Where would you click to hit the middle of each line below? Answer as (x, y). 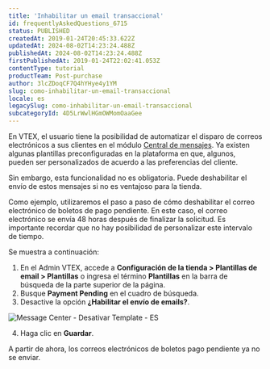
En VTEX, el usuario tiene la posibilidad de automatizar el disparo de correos (135, 136)
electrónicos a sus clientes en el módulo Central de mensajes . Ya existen (129, 145)
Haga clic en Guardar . (57, 333)
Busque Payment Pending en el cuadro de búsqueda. (109, 293)
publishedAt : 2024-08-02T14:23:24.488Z (75, 53)
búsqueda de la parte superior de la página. (93, 285)
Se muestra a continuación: (54, 252)
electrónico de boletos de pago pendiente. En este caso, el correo (118, 210)
